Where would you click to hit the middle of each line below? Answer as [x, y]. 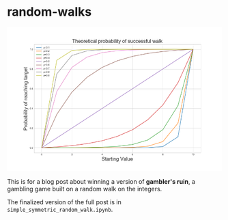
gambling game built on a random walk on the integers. [85, 189]
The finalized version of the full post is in [64, 202]
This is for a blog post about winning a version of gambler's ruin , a [101, 181]
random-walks [49, 12]
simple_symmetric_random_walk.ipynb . [60, 209]
